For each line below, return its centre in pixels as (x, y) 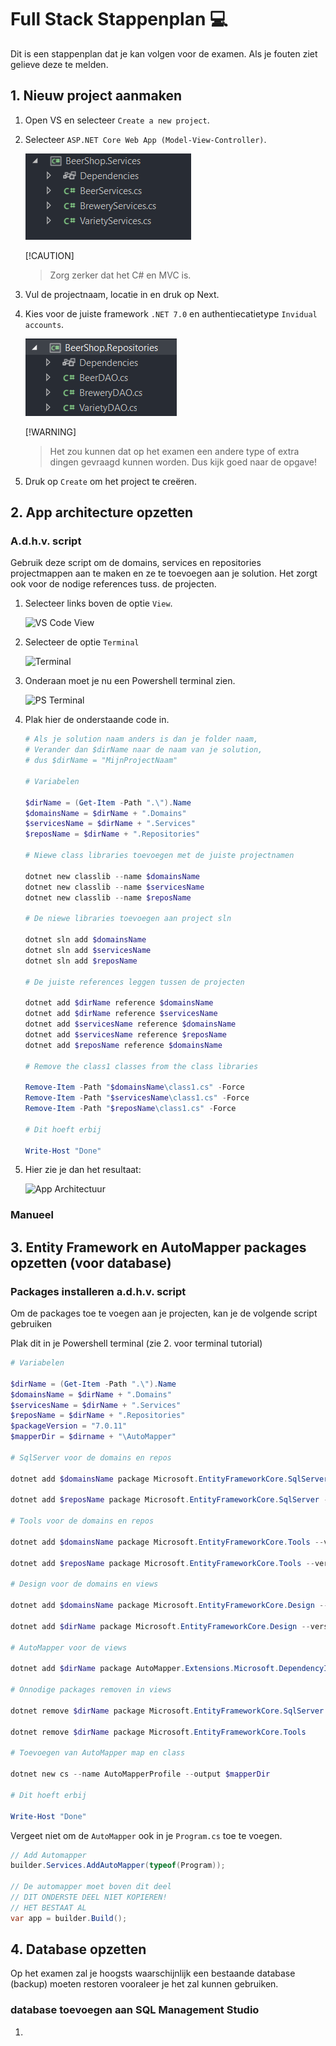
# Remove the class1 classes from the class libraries (141, 1066)
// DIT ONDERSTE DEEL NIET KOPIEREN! (89, 1897)
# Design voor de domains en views (84, 1584)
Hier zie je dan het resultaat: (83, 1170)
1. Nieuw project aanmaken (96, 96)
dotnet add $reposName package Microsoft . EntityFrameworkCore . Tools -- (162, 1563)
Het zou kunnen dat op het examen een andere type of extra (174, 451)
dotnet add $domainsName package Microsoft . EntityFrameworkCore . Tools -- (167, 1542)
